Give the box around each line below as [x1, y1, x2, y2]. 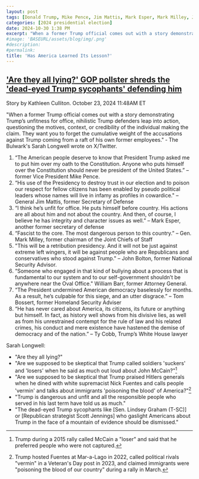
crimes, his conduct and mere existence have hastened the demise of [14, 324, 185, 331]
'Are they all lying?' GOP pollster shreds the [6, 75, 171, 85]
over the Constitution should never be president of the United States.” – [14, 167, 190, 174]
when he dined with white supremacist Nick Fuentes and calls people [14, 380, 184, 387]
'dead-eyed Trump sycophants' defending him [6, 84, 182, 94]
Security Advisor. [14, 261, 57, 269]
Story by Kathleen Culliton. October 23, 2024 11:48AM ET [6, 100, 146, 107]
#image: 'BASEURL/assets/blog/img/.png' [6, 36, 108, 42]
